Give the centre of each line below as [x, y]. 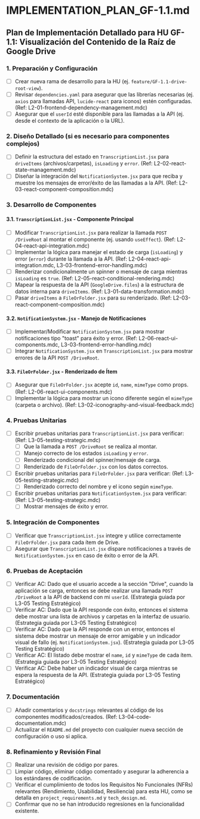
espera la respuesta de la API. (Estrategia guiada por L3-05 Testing [98, 675]
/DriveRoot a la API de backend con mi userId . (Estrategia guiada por [100, 597]
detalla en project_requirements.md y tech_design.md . [81, 798]
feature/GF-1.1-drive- [159, 81]
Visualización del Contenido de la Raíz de [98, 42]
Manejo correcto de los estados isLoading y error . [86, 453]
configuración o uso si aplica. [51, 736]
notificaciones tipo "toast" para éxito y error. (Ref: [76, 339]
